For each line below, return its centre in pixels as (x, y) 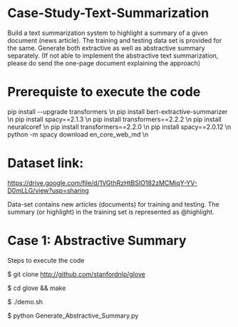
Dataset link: (46, 163)
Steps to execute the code (46, 260)
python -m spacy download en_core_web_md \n (78, 134)
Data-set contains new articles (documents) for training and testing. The (113, 204)
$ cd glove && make (37, 288)
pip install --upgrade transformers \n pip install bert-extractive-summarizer (118, 111)
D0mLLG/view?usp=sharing (48, 190)
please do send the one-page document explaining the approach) (104, 63)
